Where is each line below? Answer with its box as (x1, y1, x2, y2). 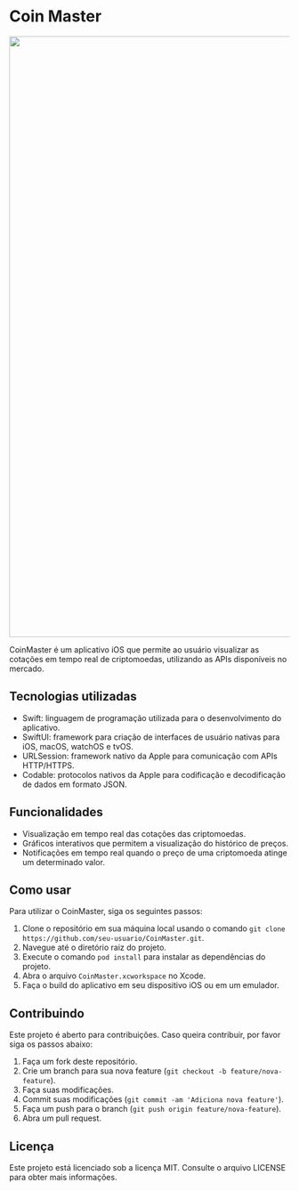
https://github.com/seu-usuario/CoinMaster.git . (21, 933, 205, 944)
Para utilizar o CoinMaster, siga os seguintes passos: (9, 906, 203, 917)
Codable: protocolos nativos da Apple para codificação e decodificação (21, 769, 287, 780)
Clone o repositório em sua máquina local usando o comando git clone (21, 923, 286, 934)
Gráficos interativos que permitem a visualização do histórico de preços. (21, 838, 289, 848)
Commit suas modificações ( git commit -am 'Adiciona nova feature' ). (21, 1094, 285, 1105)
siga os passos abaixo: (9, 1039, 93, 1049)
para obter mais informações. (9, 1172, 117, 1182)
